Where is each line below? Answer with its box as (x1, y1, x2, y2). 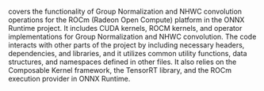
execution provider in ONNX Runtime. (8, 74, 131, 83)
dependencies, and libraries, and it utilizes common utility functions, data (8, 49, 247, 58)
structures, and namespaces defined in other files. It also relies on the (8, 57, 237, 66)
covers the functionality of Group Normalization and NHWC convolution (8, 7, 243, 16)
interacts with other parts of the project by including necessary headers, (8, 40, 245, 50)
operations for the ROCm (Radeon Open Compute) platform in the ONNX (8, 15, 245, 25)
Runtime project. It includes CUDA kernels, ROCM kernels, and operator (8, 24, 243, 32)
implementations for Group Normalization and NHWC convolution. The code (8, 32, 257, 41)
